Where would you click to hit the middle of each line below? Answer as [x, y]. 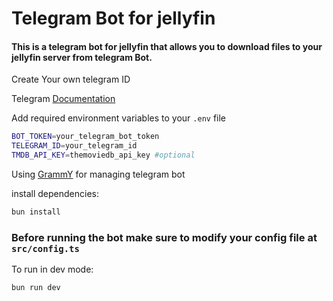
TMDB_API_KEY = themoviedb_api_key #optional [103, 155]
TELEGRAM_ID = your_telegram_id [74, 146]
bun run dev [36, 288]
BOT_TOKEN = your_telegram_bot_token [85, 137]
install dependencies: [55, 194]
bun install [36, 212]
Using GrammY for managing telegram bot [98, 174]
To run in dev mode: [52, 269]
